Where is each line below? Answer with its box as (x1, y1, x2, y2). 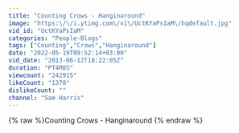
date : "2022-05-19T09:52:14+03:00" (8, 49, 128, 57)
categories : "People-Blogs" (8, 34, 103, 42)
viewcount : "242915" (8, 71, 78, 79)
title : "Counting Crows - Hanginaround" (8, 11, 146, 20)
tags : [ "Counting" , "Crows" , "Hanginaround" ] (8, 42, 157, 50)
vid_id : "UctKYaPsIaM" (8, 26, 84, 34)
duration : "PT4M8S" (8, 64, 74, 72)
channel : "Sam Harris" (8, 94, 84, 102)
